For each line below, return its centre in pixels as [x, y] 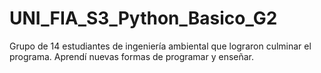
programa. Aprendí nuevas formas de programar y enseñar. [132, 56]
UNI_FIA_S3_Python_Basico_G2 [143, 18]
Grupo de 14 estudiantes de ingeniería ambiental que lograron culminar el [160, 46]
